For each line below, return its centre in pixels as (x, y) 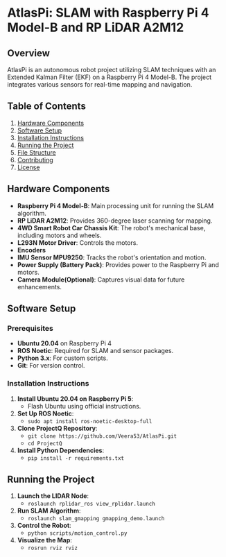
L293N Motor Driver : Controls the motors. (78, 242)
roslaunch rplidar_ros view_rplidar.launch (92, 504)
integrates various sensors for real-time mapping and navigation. (100, 84)
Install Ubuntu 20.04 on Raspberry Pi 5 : (75, 399)
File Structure (37, 152)
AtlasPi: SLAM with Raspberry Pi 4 (108, 13)
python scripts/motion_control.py (77, 533)
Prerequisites (30, 328)
